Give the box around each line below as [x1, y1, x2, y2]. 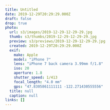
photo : [5, 25, 18, 30]
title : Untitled [5, 7, 38, 12]
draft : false [5, 16, 32, 21]
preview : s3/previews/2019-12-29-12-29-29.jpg [9, 39, 106, 44]
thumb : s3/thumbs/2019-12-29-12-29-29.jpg [9, 35, 97, 39]
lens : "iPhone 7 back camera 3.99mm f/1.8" [14, 61, 104, 66]
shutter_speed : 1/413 [14, 75, 57, 80]
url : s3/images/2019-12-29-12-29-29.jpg [9, 30, 92, 35]
